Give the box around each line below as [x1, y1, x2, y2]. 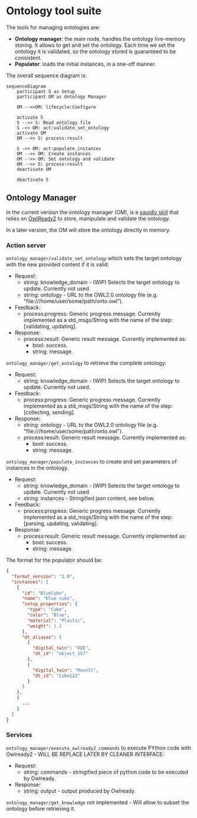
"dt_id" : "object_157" [32, 651, 88, 657]
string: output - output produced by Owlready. [23, 787, 136, 794]
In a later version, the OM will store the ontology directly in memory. [6, 226, 171, 234]
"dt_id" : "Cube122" [32, 673, 81, 679]
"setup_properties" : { [21, 601, 78, 607]
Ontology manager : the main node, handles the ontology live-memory [14, 35, 186, 42]
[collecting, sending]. [23, 409, 75, 416]
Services [6, 731, 32, 739]
